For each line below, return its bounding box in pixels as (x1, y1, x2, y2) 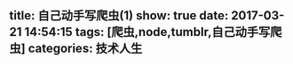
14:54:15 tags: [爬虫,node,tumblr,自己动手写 (24, 25, 271, 39)
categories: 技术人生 (28, 41, 143, 56)
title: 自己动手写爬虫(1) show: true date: (9, 8, 229, 24)
